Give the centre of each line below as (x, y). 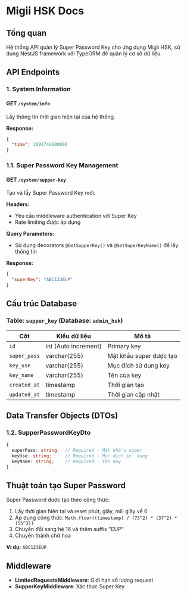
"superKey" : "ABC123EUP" (42, 280)
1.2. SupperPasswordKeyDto (49, 432)
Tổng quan (27, 33)
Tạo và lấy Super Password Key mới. (51, 193)
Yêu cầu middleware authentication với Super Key (76, 216)
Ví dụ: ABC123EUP (27, 547)
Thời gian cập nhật (133, 394)
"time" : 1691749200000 (40, 145)
